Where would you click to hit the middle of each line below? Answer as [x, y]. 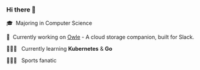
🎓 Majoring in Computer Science [49, 23]
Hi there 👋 [21, 10]
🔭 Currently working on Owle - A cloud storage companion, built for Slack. [100, 37]
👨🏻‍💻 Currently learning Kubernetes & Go [59, 49]
